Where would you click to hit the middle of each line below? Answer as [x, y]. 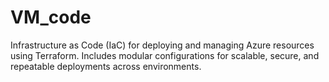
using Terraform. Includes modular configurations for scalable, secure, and [165, 55]
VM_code [51, 17]
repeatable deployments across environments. [106, 66]
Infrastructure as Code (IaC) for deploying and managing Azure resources [162, 45]
